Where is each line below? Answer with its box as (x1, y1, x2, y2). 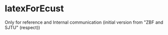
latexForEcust (5, 3, 64, 14)
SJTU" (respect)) (5, 24, 41, 30)
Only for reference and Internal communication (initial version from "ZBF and (5, 19, 163, 25)
